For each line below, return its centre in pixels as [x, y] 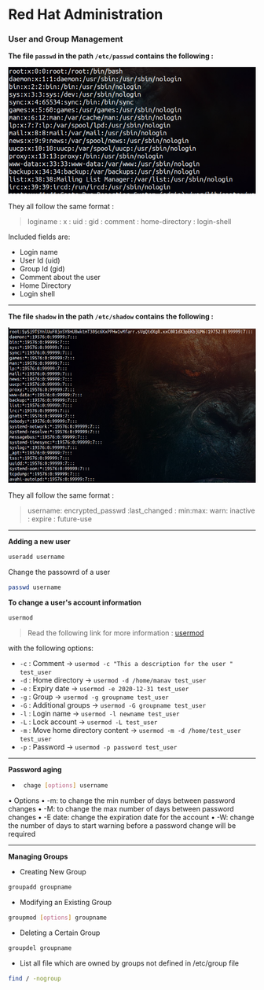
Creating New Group [53, 871]
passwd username [35, 587]
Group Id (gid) [42, 269]
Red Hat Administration [86, 15]
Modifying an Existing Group [66, 902]
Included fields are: [39, 237]
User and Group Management [66, 39]
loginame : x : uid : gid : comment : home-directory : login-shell [129, 222]
